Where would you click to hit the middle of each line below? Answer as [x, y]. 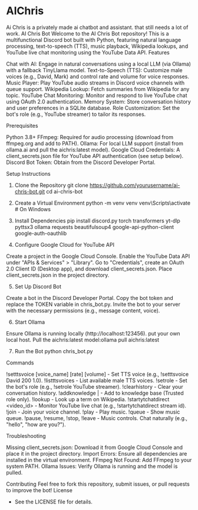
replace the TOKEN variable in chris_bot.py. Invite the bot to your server [93, 304]
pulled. [14, 472]
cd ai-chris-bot [65, 191]
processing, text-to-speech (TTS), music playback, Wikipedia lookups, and [97, 46]
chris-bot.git [30, 191]
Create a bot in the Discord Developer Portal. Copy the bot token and [90, 298]
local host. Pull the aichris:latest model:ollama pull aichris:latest [83, 340]
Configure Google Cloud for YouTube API [65, 244]
